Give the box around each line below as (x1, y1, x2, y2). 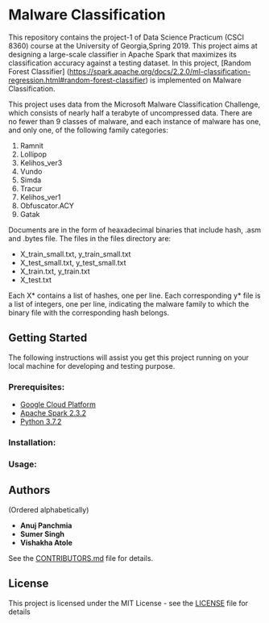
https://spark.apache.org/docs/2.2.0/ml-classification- (69, 66, 251, 76)
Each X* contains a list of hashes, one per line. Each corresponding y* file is (8, 291, 261, 300)
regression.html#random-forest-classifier (8, 75, 147, 85)
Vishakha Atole (19, 537, 72, 547)
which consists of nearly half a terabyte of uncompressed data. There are (8, 107, 253, 118)
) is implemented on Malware (145, 75, 242, 85)
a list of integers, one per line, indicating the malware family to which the (8, 299, 250, 308)
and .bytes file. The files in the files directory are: (8, 233, 172, 243)
